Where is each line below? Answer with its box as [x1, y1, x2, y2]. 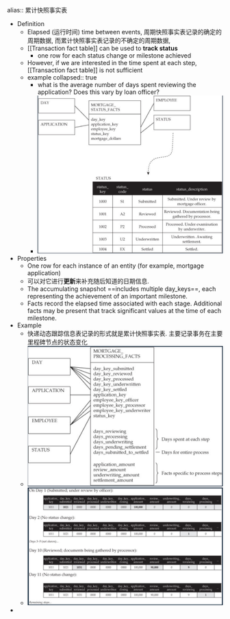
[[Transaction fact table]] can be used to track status [27, 44, 178, 52]
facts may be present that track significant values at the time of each [27, 306, 222, 314]
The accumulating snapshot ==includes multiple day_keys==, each [27, 284, 216, 293]
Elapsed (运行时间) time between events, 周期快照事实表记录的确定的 [27, 28, 222, 36]
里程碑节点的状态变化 [27, 338, 88, 346]
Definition [16, 20, 44, 27]
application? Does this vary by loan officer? [37, 88, 159, 96]
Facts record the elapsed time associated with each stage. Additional [27, 299, 222, 307]
